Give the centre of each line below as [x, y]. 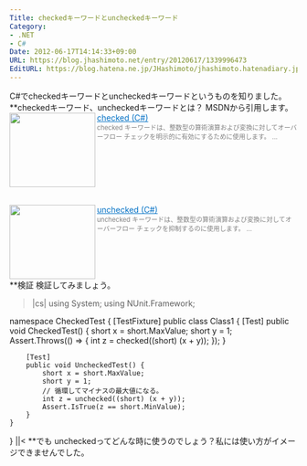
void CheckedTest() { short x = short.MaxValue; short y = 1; [121, 331]
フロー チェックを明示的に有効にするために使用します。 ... [191, 137]
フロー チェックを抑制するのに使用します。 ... [184, 228]
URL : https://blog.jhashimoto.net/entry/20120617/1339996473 [128, 60]
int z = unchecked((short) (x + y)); [114, 398]
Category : [28, 26]
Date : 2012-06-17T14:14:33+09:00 [73, 52]
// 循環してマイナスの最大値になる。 [103, 391]
